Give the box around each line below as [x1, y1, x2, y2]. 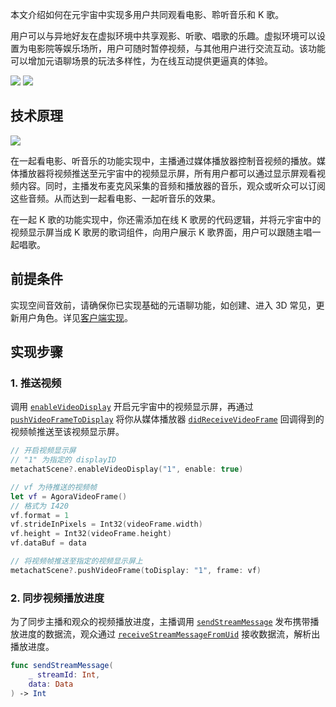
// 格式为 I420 [10, 501, 69, 511]
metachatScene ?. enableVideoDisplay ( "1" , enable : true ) [10, 464, 244, 475]
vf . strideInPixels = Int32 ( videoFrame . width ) [10, 519, 203, 530]
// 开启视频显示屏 [10, 446, 77, 456]
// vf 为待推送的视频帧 [10, 482, 98, 492]
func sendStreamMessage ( [10, 661, 114, 671]
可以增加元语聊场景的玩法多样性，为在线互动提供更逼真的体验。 [10, 55, 273, 67]
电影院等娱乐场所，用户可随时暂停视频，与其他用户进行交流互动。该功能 [27, 43, 326, 54]
